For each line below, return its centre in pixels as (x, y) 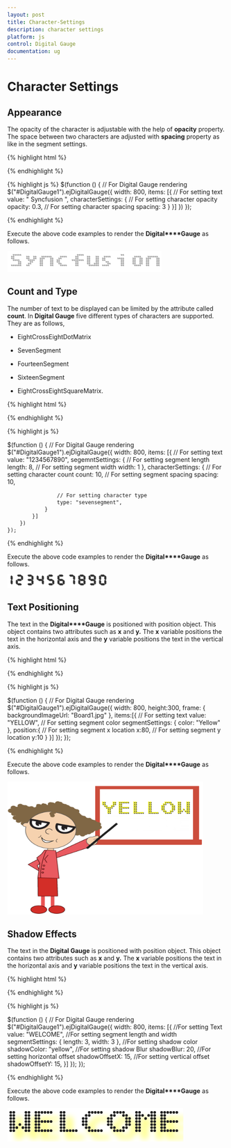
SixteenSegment (41, 377)
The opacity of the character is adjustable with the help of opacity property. (116, 129)
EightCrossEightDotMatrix (54, 336)
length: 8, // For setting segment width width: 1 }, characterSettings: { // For (114, 467)
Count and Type (42, 292)
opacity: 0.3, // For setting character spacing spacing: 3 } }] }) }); (100, 207)
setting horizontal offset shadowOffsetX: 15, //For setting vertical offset (109, 1057)
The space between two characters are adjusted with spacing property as (113, 137)
